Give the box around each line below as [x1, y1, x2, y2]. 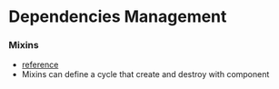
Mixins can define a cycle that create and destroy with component [21, 69, 270, 80]
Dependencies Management [8, 6, 227, 27]
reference [21, 59, 59, 70]
